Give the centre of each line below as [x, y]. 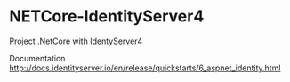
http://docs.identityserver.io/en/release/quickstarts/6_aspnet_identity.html [145, 68]
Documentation [37, 58]
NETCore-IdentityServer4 [107, 16]
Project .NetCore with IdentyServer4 [76, 41]
